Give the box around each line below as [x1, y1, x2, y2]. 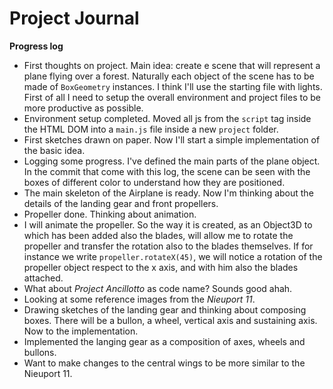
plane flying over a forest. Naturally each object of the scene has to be [23, 70, 315, 82]
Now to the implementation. [23, 325, 139, 337]
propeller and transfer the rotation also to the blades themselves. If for [23, 240, 314, 252]
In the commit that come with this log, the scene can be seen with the [23, 165, 311, 177]
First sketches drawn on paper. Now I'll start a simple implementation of [23, 133, 321, 146]
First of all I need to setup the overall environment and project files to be [23, 91, 321, 103]
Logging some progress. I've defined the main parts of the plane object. [23, 155, 321, 167]
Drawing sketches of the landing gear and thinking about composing [23, 303, 307, 316]
